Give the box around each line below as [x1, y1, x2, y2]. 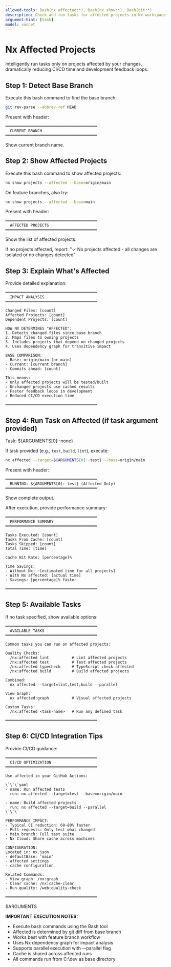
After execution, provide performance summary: [5, 504, 107, 510]
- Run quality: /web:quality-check [5, 885, 81, 891]
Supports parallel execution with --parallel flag [12, 945, 111, 951]
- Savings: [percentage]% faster [5, 577, 77, 582]
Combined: [5, 677, 27, 683]
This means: [5, 375, 31, 381]
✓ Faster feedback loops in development [5, 389, 93, 394]
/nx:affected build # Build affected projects [10, 668, 130, 674]
